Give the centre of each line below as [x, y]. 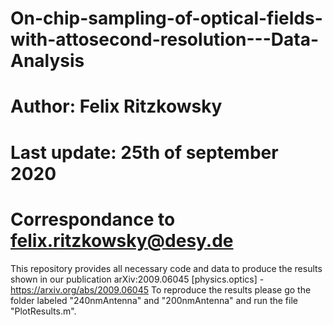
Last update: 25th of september [144, 152]
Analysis [47, 61]
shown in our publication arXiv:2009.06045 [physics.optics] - [137, 279]
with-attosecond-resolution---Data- [165, 39]
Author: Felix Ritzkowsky [116, 106]
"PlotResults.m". [43, 311]
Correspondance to [93, 219]
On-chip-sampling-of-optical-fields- [166, 18]
